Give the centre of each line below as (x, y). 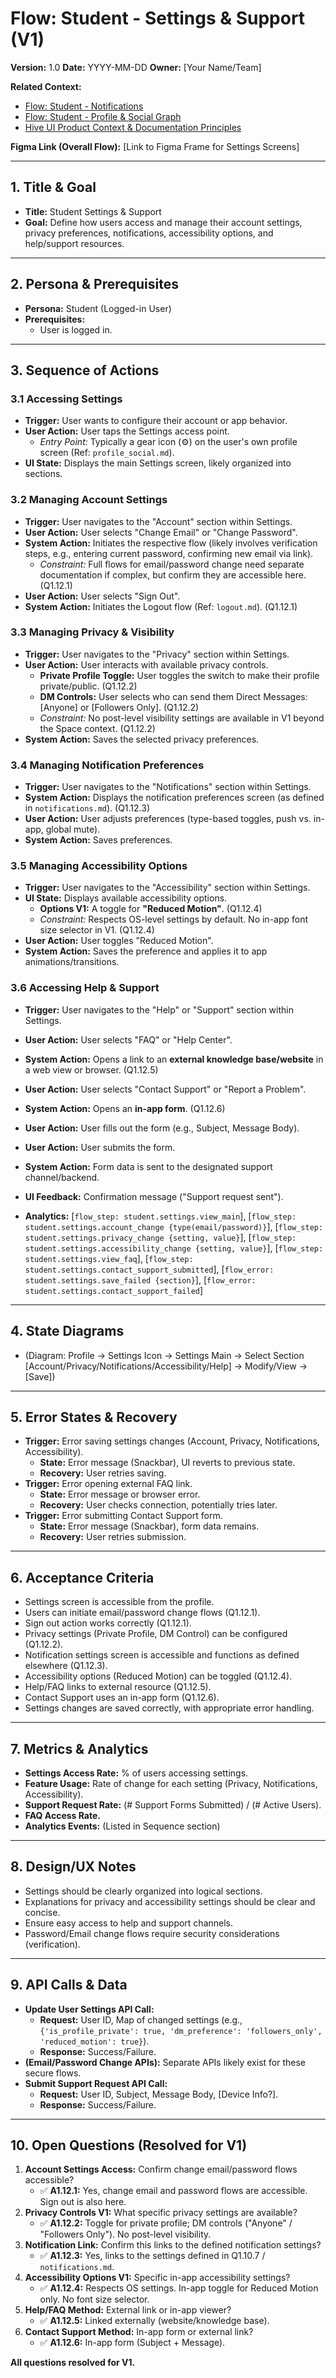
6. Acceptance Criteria (82, 1577)
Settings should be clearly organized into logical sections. (143, 1891)
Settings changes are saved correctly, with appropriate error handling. (169, 1708)
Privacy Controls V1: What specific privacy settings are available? (161, 2213)
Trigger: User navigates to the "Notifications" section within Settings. (168, 787)
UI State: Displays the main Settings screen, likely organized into (158, 463)
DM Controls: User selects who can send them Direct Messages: (173, 696)
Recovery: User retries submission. (113, 1537)
